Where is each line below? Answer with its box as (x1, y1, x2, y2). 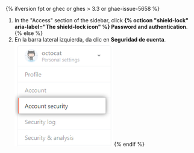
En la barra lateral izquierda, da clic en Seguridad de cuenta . (14, 36, 166, 43)
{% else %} (14, 30, 43, 37)
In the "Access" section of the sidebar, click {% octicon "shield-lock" (14, 17, 189, 23)
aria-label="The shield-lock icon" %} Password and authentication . (14, 23, 188, 30)
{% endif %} (113, 141, 145, 148)
